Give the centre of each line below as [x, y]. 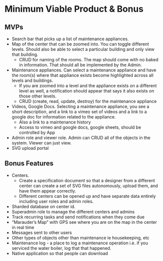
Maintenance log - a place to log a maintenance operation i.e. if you [80, 243]
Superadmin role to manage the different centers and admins [73, 212]
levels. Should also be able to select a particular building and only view [83, 49]
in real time [23, 227]
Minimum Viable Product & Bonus [74, 9]
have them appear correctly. [47, 191]
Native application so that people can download [60, 253]
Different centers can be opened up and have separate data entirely [87, 196]
